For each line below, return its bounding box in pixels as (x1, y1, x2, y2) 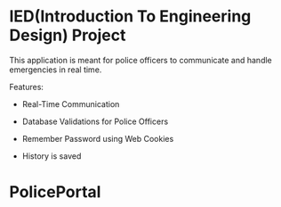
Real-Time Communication (21, 98, 120, 109)
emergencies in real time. (9, 64, 102, 75)
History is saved (21, 150, 82, 161)
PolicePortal (9, 182, 101, 203)
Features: (9, 81, 44, 92)
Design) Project (9, 25, 126, 46)
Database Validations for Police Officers (21, 116, 169, 127)
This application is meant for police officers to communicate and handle (9, 54, 273, 65)
